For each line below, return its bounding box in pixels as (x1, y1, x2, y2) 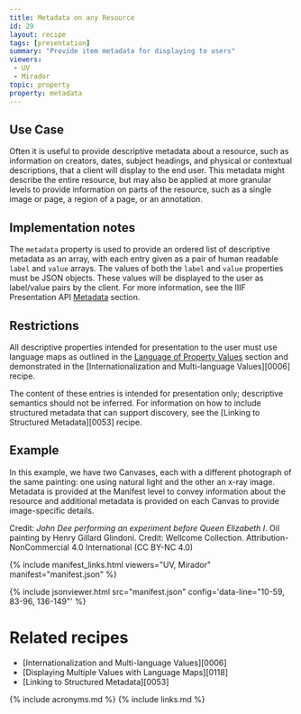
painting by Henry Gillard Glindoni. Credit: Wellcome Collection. (9, 532, 245, 543)
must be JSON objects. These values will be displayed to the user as (9, 272, 264, 284)
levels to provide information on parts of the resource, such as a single (9, 184, 272, 195)
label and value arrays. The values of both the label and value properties (9, 263, 284, 274)
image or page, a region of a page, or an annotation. (9, 194, 203, 205)
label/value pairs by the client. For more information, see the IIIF (9, 282, 246, 293)
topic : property (9, 80, 70, 89)
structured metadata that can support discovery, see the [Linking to (9, 407, 260, 417)
